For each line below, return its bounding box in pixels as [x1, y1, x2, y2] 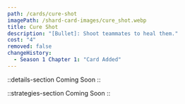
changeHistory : [7, 50, 52, 57]
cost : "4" [7, 37, 37, 44]
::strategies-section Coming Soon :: [7, 89, 111, 97]
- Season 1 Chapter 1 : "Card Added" [13, 56, 121, 63]
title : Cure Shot [7, 23, 59, 30]
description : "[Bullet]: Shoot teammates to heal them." [7, 30, 179, 37]
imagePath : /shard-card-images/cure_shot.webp [7, 17, 147, 24]
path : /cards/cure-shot [7, 10, 78, 18]
